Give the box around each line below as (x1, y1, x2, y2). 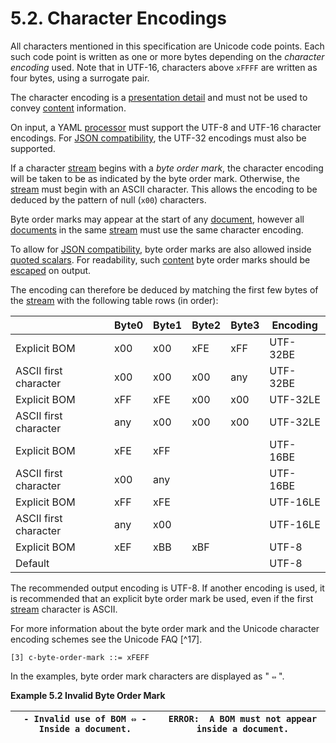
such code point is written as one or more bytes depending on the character (10, 50, 325, 62)
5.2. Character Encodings (10, 7, 227, 30)
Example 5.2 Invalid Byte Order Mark (10, 689, 166, 701)
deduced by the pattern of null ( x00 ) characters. (10, 193, 207, 206)
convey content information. (10, 102, 127, 114)
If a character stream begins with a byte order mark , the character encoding (10, 162, 324, 174)
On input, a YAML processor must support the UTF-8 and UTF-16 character (10, 121, 322, 133)
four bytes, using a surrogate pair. (10, 72, 150, 84)
